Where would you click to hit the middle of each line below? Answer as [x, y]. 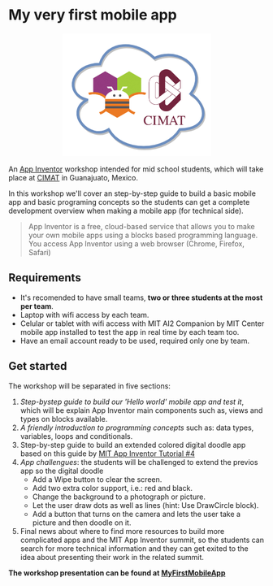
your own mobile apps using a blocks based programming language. [143, 235]
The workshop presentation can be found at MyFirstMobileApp [117, 573]
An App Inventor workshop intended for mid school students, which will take [136, 169]
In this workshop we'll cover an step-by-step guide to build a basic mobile [132, 193]
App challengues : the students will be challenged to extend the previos [139, 462]
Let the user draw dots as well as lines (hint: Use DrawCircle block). [145, 505]
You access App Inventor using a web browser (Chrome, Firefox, [136, 243]
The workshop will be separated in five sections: [89, 386]
